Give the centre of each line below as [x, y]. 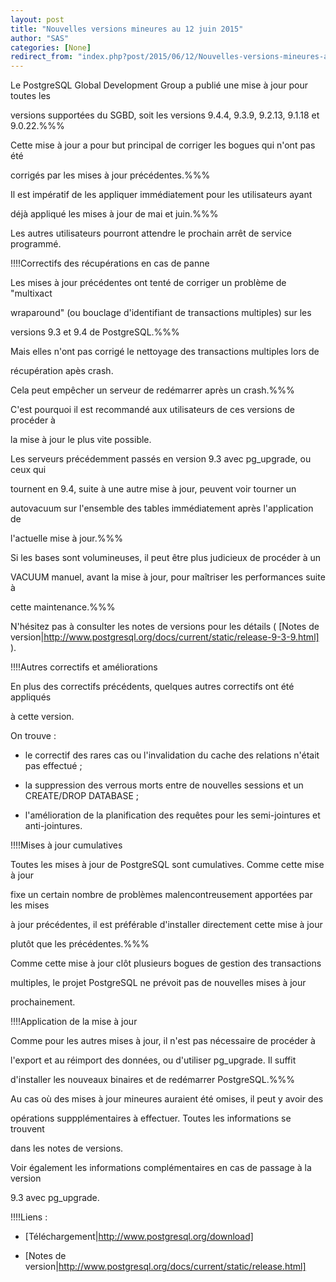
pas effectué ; [53, 766]
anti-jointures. [53, 826]
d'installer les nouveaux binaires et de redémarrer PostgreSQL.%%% [152, 1080]
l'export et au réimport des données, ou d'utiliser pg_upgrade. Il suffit [153, 1060]
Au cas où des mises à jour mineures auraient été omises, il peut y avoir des [167, 1099]
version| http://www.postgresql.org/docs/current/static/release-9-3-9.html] [165, 637]
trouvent [27, 1129]
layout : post [37, 19]
